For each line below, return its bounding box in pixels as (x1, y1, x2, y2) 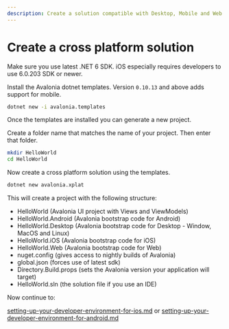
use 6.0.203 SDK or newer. (7, 69, 84, 77)
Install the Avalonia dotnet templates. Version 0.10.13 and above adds (7, 83, 204, 91)
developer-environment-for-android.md (7, 314, 119, 322)
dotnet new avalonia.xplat (7, 182, 84, 188)
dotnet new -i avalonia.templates (7, 103, 106, 110)
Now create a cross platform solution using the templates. (7, 169, 171, 177)
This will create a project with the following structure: (7, 194, 158, 202)
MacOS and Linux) (16, 229, 70, 237)
